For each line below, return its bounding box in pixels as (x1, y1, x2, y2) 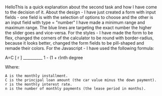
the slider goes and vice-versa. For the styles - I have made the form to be (5, 30, 153, 35)
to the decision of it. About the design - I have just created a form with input (5, 9, 156, 15)
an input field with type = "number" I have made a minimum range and (5, 19, 145, 25)
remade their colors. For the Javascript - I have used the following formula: (5, 46, 154, 51)
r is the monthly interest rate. (5, 82, 73, 87)
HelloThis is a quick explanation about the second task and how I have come (5, 4, 157, 10)
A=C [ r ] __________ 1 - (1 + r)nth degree (5, 55, 83, 60)
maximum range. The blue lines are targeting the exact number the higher (5, 25, 152, 31)
